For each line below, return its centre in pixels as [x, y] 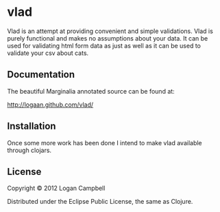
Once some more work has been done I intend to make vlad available [105, 142]
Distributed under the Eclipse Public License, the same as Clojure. [100, 202]
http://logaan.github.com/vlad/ [50, 105]
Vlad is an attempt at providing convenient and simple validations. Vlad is [110, 31]
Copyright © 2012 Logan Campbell [56, 188]
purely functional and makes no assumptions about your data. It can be [108, 38]
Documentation [41, 75]
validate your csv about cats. [48, 53]
